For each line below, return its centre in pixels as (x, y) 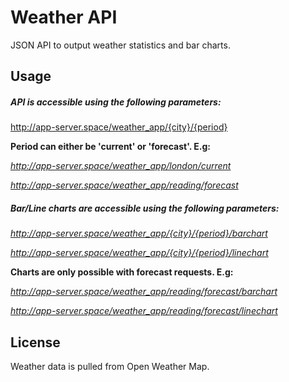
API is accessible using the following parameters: (116, 102)
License (35, 342)
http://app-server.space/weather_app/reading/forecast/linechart (144, 311)
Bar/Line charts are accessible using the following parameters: (145, 208)
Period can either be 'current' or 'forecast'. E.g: (110, 147)
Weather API (64, 17)
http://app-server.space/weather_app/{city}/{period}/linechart (139, 253)
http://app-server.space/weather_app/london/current (121, 166)
